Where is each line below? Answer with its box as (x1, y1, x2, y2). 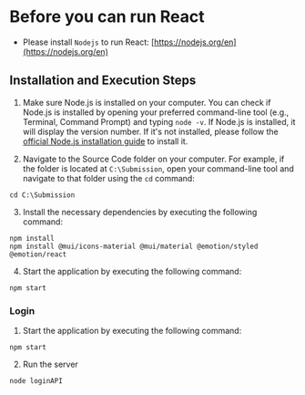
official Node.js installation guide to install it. (22, 135, 188, 147)
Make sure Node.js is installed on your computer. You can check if (22, 97, 271, 108)
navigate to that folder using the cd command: (22, 172, 196, 183)
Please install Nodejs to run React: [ (22, 36, 155, 47)
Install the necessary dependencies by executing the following (22, 206, 258, 217)
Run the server (22, 359, 79, 370)
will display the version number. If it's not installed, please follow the (22, 126, 280, 137)
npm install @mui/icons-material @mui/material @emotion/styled (9, 242, 259, 251)
